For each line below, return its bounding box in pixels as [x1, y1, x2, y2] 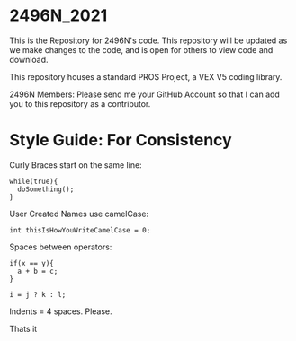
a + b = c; [17, 267, 58, 275]
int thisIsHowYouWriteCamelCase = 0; [9, 225, 151, 234]
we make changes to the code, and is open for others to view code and [9, 44, 274, 55]
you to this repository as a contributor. [9, 98, 151, 109]
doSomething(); [17, 185, 75, 194]
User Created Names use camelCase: [9, 208, 149, 219]
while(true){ [9, 177, 58, 186]
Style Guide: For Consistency [9, 130, 232, 151]
